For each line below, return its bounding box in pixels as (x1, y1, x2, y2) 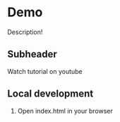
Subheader (7, 48, 58, 60)
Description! (7, 28, 43, 36)
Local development (7, 88, 94, 100)
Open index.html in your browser (17, 106, 113, 115)
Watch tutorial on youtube (7, 67, 83, 75)
